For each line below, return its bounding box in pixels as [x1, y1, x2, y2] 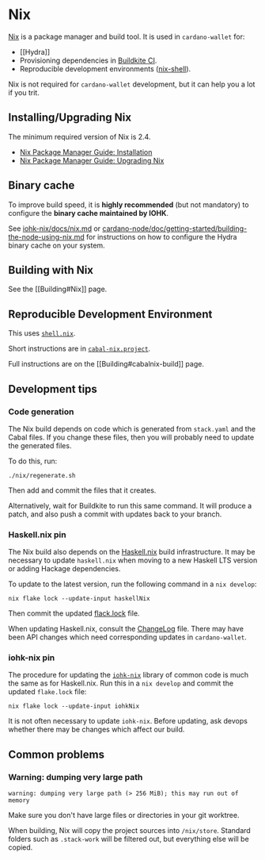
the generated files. [8, 440, 72, 450]
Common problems [8, 747, 105, 761]
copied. [8, 843, 33, 852]
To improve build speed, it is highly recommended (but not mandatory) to [8, 200, 249, 209]
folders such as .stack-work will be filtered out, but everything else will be [8, 835, 249, 844]
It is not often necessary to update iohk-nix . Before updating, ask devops [8, 716, 248, 726]
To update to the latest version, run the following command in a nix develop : [8, 579, 257, 589]
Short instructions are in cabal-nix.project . [8, 344, 151, 354]
